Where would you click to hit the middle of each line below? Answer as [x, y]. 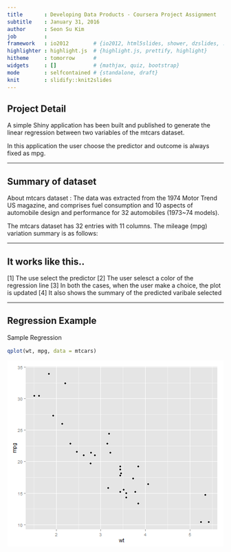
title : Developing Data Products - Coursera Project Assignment [112, 14]
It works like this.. [46, 262]
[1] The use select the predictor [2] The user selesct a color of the [100, 278]
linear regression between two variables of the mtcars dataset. [96, 133]
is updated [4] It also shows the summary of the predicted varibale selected [114, 292]
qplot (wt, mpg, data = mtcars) [52, 351]
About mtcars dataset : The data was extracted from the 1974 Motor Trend [112, 198]
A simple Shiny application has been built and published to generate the [109, 125]
